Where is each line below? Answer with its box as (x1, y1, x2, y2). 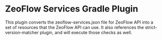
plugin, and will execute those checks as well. (40, 29, 133, 35)
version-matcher (5, 29, 39, 35)
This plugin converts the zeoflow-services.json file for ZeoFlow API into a (5, 19, 154, 25)
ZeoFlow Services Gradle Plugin (5, 3, 138, 14)
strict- (144, 24, 158, 30)
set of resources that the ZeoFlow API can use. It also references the (5, 24, 144, 30)
